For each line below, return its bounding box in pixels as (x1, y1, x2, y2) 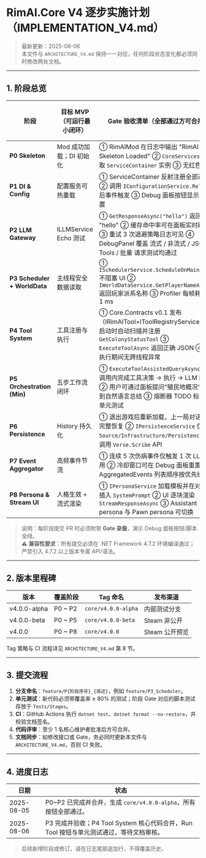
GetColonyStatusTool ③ (99, 334, 169, 343)
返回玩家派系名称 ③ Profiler (99, 289, 181, 298)
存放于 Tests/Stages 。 (15, 703, 72, 710)
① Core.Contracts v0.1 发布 (99, 308, 182, 317)
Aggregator (9, 464, 44, 473)
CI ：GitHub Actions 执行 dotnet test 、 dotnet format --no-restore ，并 (15, 710, 196, 718)
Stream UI (9, 498, 39, 506)
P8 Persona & (9, 490, 50, 499)
